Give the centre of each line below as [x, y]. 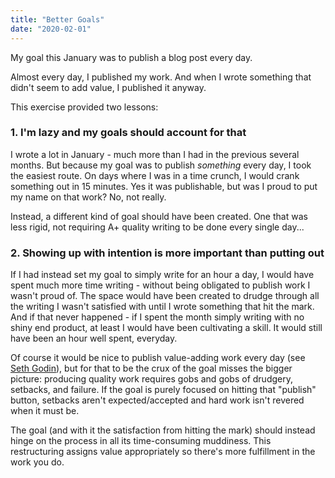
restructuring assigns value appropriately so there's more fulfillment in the [163, 452]
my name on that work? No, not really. [88, 197]
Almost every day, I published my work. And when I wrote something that [161, 77]
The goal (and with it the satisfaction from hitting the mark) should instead [163, 430]
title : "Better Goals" [57, 19]
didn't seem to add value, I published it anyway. [108, 87]
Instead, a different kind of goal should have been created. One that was [159, 216]
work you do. [37, 462]
